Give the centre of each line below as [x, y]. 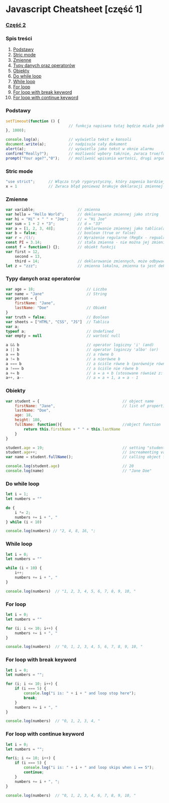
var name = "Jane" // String [56, 294]
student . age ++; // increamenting [82, 452]
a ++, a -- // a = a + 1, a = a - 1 [72, 378]
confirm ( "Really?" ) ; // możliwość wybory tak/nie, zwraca [76, 154]
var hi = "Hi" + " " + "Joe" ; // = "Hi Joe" [56, 219]
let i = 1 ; [17, 494]
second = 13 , [28, 256]
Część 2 [16, 25]
